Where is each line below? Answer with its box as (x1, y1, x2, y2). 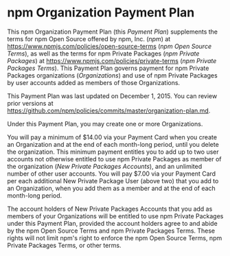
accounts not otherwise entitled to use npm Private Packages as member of (7, 154, 222, 163)
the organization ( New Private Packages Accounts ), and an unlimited (7, 162, 203, 170)
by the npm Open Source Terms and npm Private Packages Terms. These (7, 226, 216, 235)
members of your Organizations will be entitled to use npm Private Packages (7, 211, 224, 220)
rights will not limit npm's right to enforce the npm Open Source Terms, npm (7, 233, 222, 242)
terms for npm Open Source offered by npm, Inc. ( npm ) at (7, 34, 171, 43)
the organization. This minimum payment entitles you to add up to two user (7, 148, 220, 156)
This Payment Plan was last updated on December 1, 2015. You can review (7, 91, 218, 100)
